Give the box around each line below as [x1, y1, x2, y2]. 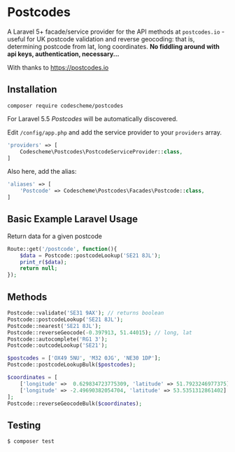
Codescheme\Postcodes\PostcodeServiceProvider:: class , [20, 148, 183, 155]
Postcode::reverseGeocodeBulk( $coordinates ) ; [7, 400, 142, 407]
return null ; [20, 265, 58, 272]
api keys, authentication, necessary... [7, 50, 120, 58]
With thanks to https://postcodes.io [7, 63, 109, 71]
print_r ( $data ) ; [20, 259, 68, 266]
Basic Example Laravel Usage [7, 213, 138, 225]
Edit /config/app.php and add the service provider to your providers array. [7, 128, 222, 137]
